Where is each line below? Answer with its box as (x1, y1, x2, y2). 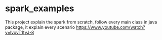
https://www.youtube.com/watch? (76, 24, 146, 30)
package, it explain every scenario (5, 24, 75, 30)
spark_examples (5, 3, 74, 14)
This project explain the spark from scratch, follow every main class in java (5, 19, 157, 25)
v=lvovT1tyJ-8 (5, 29, 35, 35)
